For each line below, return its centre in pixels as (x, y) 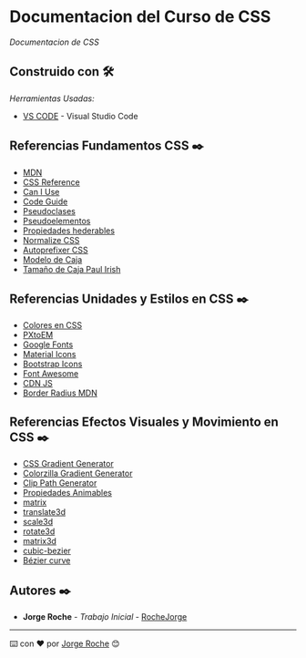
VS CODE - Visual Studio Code (80, 116)
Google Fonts (48, 344)
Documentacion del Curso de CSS (140, 17)
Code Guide (45, 201)
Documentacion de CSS (55, 42)
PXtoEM (38, 335)
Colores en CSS (52, 325)
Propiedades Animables (67, 493)
